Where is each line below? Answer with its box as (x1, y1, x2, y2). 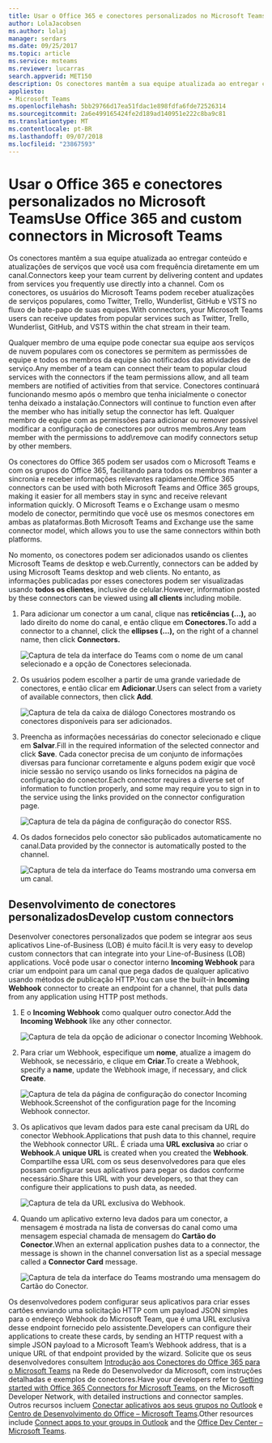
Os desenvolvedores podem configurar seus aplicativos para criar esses (8, 1297, 251, 1307)
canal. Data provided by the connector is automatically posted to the (19, 841, 247, 851)
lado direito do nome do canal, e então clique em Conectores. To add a (19, 618, 257, 627)
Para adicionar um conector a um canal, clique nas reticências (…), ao (19, 609, 257, 619)
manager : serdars (8, 34, 67, 43)
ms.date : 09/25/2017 (8, 42, 79, 50)
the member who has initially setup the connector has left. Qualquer (8, 407, 235, 417)
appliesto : (8, 87, 45, 96)
